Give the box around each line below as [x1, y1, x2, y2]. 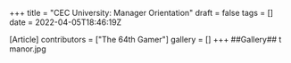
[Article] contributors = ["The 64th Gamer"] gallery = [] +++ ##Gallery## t [9, 35, 282, 44]
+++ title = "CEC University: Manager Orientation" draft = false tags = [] [9, 8, 274, 18]
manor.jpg [9, 43, 46, 54]
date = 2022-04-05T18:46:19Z [9, 17, 122, 28]
